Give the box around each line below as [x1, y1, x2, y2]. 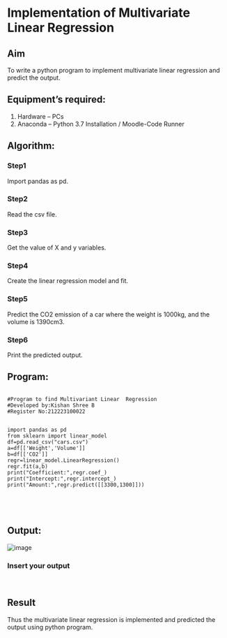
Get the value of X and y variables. [7, 243, 107, 252]
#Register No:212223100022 [7, 407, 86, 415]
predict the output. [7, 73, 61, 82]
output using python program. [7, 623, 93, 631]
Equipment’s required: [7, 94, 106, 106]
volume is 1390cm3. [7, 317, 65, 326]
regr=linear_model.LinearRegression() [7, 456, 120, 464]
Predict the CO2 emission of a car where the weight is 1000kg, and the [7, 310, 210, 319]
